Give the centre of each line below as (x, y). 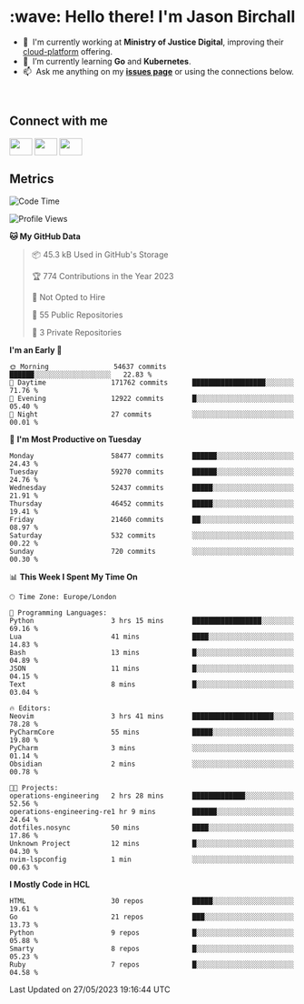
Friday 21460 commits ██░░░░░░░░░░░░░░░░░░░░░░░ (152, 519)
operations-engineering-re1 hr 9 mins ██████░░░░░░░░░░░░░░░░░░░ (152, 811)
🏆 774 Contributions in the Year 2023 (103, 276)
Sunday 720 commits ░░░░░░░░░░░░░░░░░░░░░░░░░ (152, 551)
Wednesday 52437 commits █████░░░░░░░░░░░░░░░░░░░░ (152, 487)
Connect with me (59, 121)
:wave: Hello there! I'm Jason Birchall (152, 17)
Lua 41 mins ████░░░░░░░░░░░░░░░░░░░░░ (152, 637)
